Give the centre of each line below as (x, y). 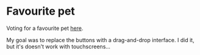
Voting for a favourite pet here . (45, 28)
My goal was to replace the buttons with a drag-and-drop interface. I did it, (100, 40)
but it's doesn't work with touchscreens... (59, 46)
